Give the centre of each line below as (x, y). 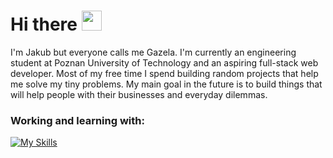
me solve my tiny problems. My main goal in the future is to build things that (166, 84)
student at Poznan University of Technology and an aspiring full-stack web (164, 62)
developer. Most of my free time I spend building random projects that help (164, 73)
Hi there (44, 24)
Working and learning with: (77, 120)
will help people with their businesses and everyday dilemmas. (139, 94)
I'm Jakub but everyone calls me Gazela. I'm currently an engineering (153, 52)
